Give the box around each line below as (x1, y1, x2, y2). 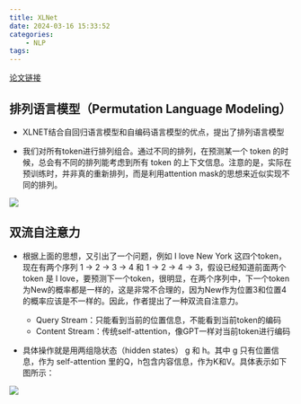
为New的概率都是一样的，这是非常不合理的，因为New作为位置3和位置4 (22, 284, 288, 294)
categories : (9, 30, 54, 39)
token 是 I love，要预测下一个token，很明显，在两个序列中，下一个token (22, 273, 290, 284)
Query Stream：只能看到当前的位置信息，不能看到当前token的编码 (35, 314, 281, 325)
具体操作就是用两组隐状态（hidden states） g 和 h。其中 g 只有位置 (22, 345, 272, 356)
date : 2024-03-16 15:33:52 (9, 22, 111, 31)
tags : (9, 47, 30, 56)
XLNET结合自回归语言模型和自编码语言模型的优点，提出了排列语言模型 (22, 127, 285, 137)
